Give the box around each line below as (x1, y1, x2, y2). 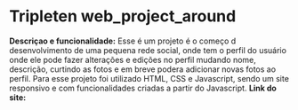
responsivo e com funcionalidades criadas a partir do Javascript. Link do (9, 82, 278, 93)
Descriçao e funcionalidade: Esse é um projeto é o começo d (9, 35, 237, 46)
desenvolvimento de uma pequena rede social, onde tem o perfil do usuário (9, 44, 287, 55)
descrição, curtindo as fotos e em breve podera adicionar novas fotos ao (9, 64, 277, 75)
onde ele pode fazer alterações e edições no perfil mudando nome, (9, 54, 256, 65)
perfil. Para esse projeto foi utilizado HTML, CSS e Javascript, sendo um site (9, 73, 289, 83)
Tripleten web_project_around (9, 6, 237, 27)
